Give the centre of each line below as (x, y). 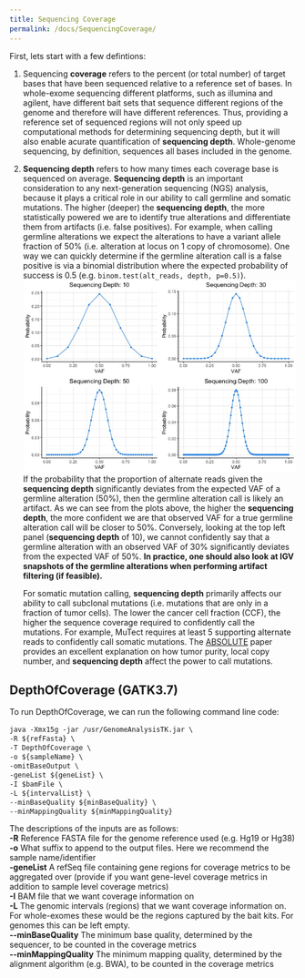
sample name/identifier (53, 858)
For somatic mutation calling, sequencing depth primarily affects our (152, 594)
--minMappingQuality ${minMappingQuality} (91, 812)
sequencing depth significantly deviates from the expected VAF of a (151, 489)
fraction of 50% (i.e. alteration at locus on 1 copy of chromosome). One (156, 246)
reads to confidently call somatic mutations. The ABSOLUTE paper (147, 642)
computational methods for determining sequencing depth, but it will (151, 131)
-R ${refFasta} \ (42, 739)
